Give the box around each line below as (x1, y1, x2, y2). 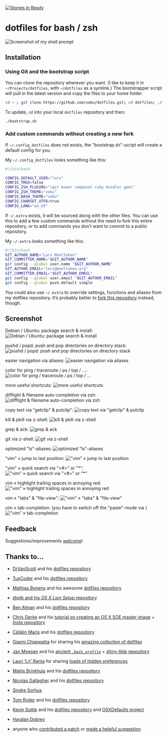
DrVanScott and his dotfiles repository (12, 565, 91, 572)
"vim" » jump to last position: (5, 455, 65, 461)
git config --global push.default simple (5, 280, 93, 285)
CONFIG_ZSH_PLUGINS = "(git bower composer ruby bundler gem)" (5, 185, 135, 190)
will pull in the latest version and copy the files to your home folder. (5, 90, 143, 96)
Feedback (5, 524, 37, 533)
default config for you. (5, 147, 51, 153)
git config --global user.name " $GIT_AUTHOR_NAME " (5, 261, 113, 267)
